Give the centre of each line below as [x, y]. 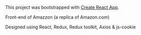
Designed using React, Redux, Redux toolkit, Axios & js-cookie [70, 27]
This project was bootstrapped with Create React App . [62, 7]
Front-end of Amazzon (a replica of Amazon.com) [58, 17]
